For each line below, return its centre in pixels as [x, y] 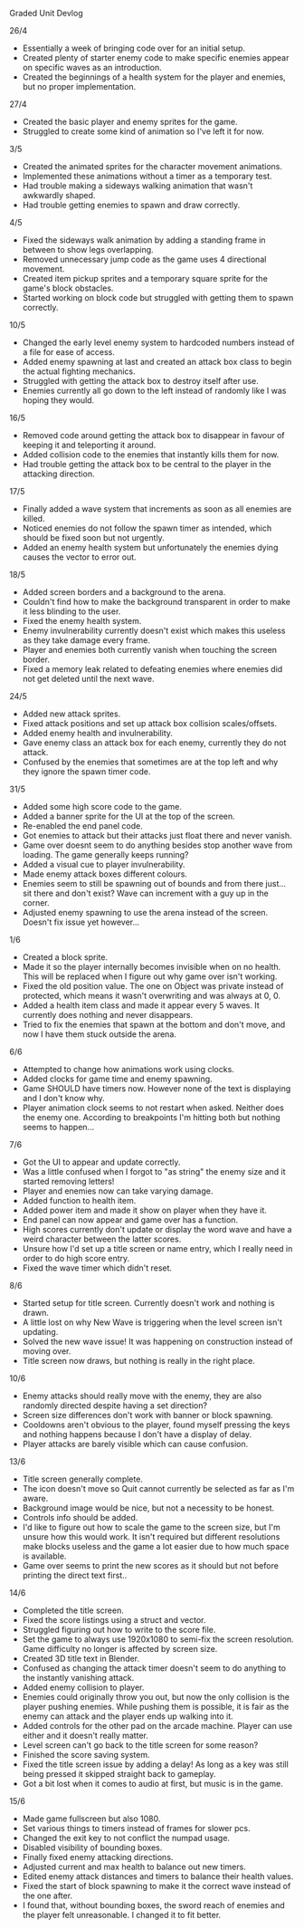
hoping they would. [58, 400]
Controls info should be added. [80, 1517]
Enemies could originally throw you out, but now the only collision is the [156, 1697]
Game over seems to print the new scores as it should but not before [150, 1565]
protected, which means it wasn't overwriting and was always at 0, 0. [151, 996]
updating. [40, 1332]
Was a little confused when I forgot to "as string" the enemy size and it [154, 1171]
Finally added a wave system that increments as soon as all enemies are [157, 509]
